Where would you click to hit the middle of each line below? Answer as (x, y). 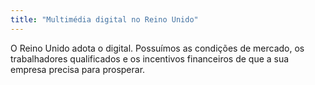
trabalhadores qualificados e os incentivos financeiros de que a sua (150, 58)
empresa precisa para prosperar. (78, 69)
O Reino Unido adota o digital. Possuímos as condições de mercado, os (157, 48)
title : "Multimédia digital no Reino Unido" (104, 19)
